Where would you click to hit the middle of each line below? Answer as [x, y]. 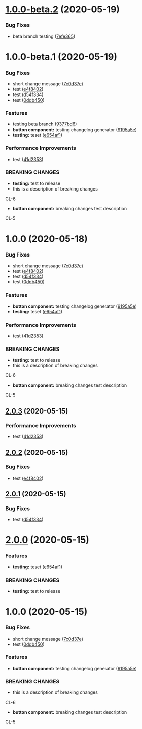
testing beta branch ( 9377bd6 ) [45, 124]
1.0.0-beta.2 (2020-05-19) [63, 9]
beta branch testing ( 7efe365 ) [44, 36]
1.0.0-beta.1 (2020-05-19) [61, 57]
